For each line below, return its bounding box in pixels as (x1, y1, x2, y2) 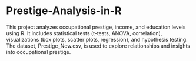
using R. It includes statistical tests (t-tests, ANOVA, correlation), (6, 29, 162, 36)
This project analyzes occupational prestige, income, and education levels (6, 23, 186, 30)
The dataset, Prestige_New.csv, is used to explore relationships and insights (6, 42, 190, 49)
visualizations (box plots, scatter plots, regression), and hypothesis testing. (6, 36, 188, 43)
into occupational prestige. (6, 48, 71, 55)
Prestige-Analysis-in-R (6, 4, 122, 18)
